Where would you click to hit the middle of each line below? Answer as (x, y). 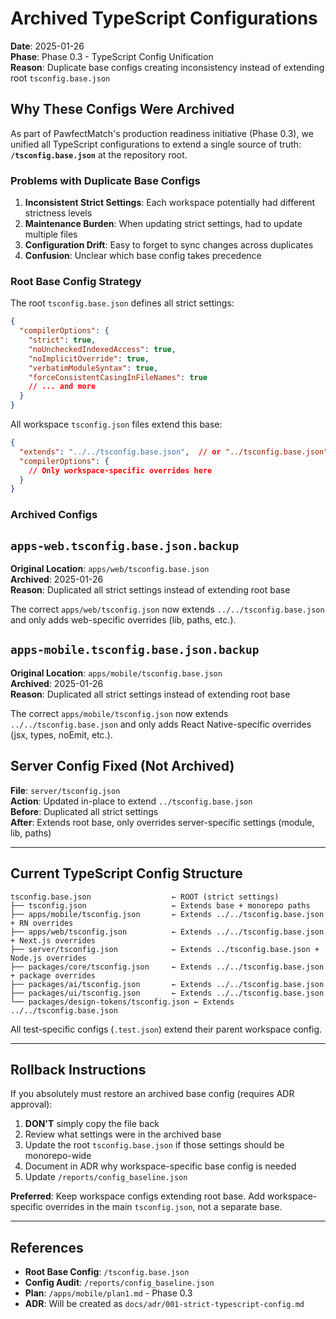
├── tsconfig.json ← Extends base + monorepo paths (160, 905)
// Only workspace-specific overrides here (120, 470)
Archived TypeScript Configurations (164, 18)
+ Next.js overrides (53, 940)
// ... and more (62, 387)
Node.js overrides (48, 958)
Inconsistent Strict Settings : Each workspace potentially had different (170, 203)
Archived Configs (54, 515)
